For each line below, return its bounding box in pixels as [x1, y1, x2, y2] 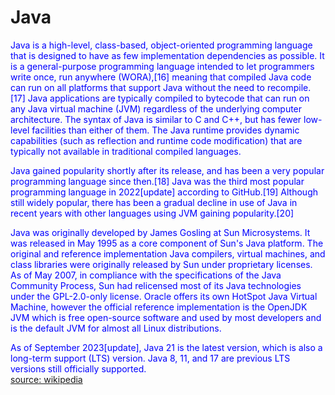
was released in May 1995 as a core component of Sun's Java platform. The [10, 237, 324, 249]
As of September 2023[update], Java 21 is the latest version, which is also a [10, 341, 323, 353]
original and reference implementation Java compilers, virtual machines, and [10, 247, 326, 260]
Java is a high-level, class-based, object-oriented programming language [10, 39, 313, 51]
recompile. [266, 81, 312, 93]
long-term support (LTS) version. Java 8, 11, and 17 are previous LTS [10, 352, 291, 364]
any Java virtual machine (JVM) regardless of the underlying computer [10, 102, 303, 115]
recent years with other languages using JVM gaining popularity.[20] [10, 207, 295, 219]
